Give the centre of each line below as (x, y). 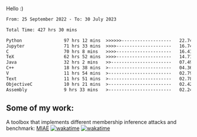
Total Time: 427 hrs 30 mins (42, 30)
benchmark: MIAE (28, 128)
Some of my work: (40, 108)
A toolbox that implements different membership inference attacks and (91, 122)
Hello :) (15, 9)
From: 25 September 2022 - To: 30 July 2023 (61, 19)
